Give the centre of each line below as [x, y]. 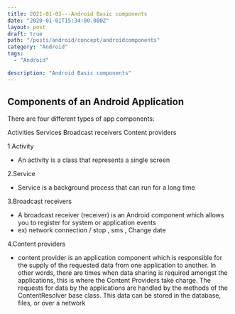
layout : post [27, 27]
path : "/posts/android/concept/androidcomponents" [84, 40]
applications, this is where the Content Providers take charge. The [114, 281]
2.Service [21, 174]
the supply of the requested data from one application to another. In [117, 265]
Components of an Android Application [96, 102]
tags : [15, 54]
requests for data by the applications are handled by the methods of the [123, 288]
